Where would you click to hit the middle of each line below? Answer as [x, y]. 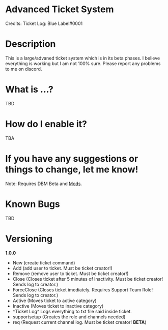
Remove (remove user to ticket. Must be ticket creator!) [71, 274]
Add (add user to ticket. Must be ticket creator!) [63, 268]
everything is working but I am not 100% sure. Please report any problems [83, 63]
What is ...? [29, 89]
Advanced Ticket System [60, 9]
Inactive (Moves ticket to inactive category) [58, 306]
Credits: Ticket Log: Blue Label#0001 [44, 23]
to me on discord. [24, 69]
